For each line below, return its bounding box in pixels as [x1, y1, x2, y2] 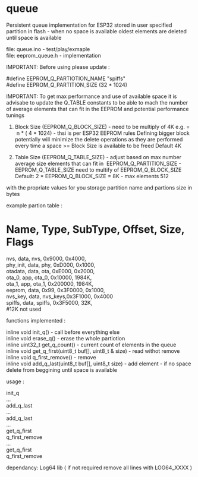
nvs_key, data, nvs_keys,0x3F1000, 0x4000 [6, 293, 114, 300]
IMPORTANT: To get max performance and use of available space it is [6, 93, 177, 100]
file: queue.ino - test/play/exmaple [6, 45, 90, 52]
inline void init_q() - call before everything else [6, 328, 120, 336]
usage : [6, 378, 25, 385]
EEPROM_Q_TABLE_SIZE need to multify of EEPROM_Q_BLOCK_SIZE [14, 166, 182, 173]
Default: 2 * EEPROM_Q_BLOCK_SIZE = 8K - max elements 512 [14, 172, 169, 179]
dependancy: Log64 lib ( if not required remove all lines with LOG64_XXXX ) [6, 464, 192, 471]
